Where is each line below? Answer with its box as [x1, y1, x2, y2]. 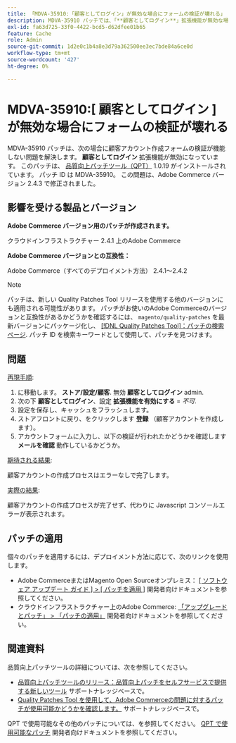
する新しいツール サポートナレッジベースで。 [17, 687, 149, 695]
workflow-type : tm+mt [7, 50, 71, 57]
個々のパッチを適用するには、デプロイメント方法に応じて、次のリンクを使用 [7, 553, 229, 560]
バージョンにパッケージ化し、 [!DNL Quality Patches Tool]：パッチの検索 [13, 321, 225, 330]
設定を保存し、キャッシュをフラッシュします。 [17, 406, 153, 415]
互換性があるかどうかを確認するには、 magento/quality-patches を [25, 313, 219, 321]
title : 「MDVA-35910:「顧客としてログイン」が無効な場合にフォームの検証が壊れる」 [7, 10, 226, 18]
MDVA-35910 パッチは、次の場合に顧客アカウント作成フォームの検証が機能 [7, 144, 226, 152]
